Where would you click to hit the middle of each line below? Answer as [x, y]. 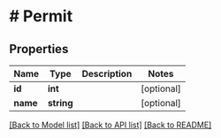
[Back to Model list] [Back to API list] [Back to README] [110, 125]
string [60, 103]
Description [107, 74]
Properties [39, 49]
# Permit [41, 16]
